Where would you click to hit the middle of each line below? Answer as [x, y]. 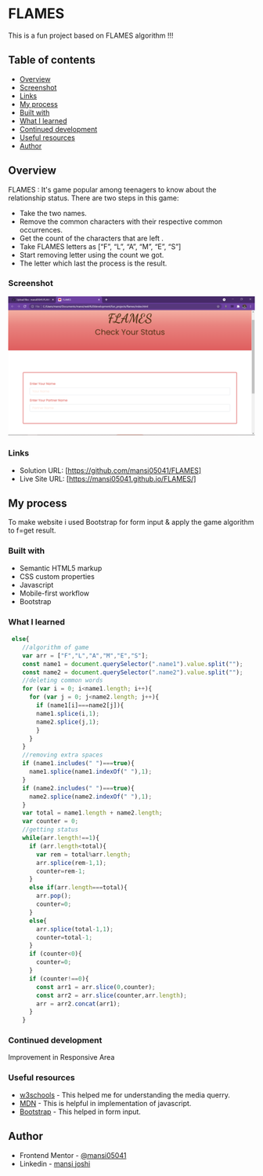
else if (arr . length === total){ [78, 888]
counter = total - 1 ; [64, 937]
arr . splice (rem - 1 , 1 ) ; [72, 863]
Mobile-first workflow [54, 593]
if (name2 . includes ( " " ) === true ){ [78, 788]
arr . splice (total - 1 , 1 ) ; [75, 929]
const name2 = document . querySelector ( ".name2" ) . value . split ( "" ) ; [133, 672]
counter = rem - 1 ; [61, 871]
